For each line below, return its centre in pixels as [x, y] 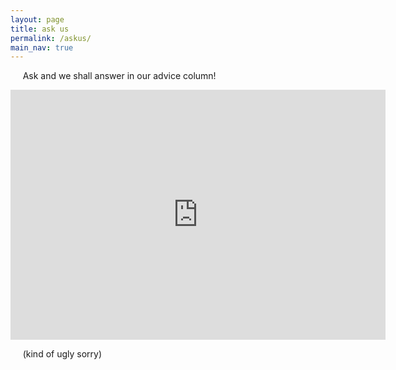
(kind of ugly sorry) [62, 354]
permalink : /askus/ [51, 38]
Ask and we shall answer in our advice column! [119, 76]
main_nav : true [42, 47]
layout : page [37, 19]
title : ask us [40, 29]
